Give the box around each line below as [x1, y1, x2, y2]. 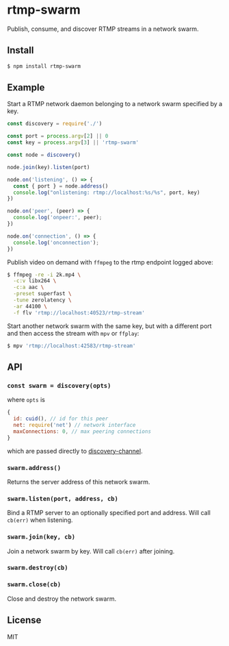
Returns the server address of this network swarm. [7, 477, 150, 486]
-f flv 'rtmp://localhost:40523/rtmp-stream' [13, 309, 146, 316]
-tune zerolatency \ [13, 297, 72, 303]
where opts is [7, 396, 46, 404]
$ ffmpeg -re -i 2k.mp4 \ [7, 271, 81, 278]
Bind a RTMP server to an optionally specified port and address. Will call [7, 509, 211, 517]
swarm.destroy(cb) [7, 564, 68, 572]
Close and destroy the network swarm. [7, 595, 117, 603]
